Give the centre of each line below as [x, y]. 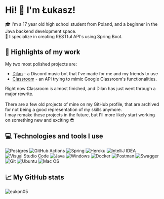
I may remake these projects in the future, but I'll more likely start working [80, 115]
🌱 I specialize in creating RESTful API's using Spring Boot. [64, 36]
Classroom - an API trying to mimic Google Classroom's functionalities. [84, 79]
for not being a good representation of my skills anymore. [63, 109]
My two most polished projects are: [41, 64]
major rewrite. [19, 94]
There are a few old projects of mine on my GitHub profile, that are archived [82, 104]
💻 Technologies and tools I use [54, 136]
